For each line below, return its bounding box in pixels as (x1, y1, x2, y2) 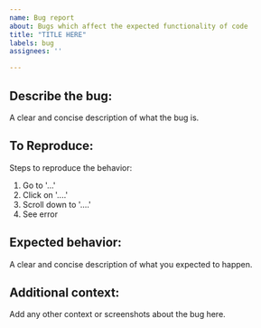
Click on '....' (22, 189, 69, 200)
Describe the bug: (9, 88, 113, 104)
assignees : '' (9, 47, 63, 56)
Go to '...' (22, 180, 56, 191)
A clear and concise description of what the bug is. (9, 112, 200, 123)
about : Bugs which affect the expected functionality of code (9, 22, 248, 31)
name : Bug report (9, 13, 75, 23)
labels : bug (9, 38, 54, 48)
